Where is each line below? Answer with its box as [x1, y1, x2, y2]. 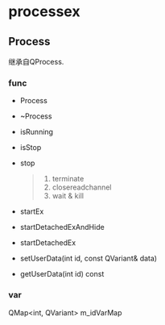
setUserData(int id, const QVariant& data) [19, 253, 158, 264]
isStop [19, 143, 42, 152]
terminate [52, 174, 85, 184]
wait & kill [52, 191, 85, 201]
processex [8, 2, 80, 21]
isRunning [19, 127, 54, 137]
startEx [19, 206, 44, 216]
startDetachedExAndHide [19, 223, 105, 232]
